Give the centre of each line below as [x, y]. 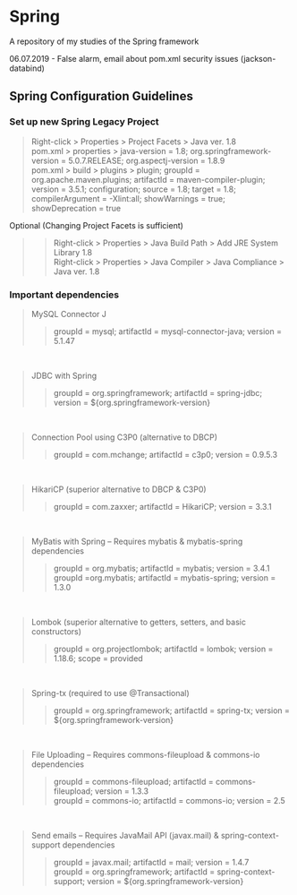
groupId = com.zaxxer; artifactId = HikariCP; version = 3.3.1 [162, 506]
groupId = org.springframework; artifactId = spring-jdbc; [158, 392]
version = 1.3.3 [122, 791]
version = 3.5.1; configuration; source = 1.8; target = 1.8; [134, 189]
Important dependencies [64, 295]
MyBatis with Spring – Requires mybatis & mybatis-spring [137, 541]
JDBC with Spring [64, 375]
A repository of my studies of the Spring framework [104, 41]
